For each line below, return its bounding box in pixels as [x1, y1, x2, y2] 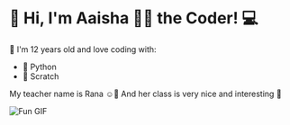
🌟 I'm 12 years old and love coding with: [9, 43, 157, 55]
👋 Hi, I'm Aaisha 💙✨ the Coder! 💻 [9, 8, 258, 29]
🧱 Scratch [22, 70, 59, 82]
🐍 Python [22, 61, 57, 72]
